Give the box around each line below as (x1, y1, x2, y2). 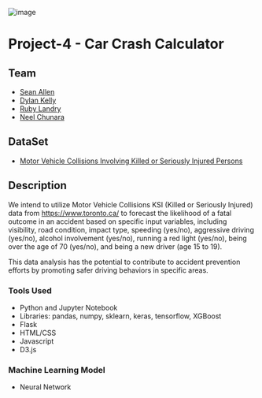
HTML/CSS (19, 328, 57, 337)
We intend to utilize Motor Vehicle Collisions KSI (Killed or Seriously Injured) (8, 199, 253, 209)
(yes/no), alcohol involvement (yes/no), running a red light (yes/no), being (8, 233, 248, 243)
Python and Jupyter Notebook (19, 303, 118, 312)
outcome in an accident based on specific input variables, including (8, 217, 227, 226)
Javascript (19, 336, 54, 346)
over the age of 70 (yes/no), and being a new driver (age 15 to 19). (8, 241, 223, 251)
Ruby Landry (19, 104, 61, 113)
